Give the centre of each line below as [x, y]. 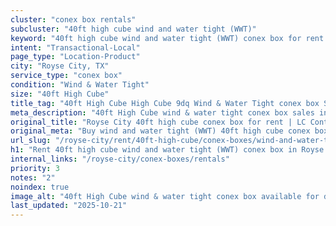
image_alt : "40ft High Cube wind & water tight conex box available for [165, 196]
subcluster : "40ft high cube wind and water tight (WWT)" [133, 29]
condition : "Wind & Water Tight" [80, 85]
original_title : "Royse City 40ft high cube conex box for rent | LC [158, 122]
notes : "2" [33, 177]
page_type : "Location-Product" [75, 57]
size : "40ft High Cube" [60, 94]
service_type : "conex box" [66, 76]
